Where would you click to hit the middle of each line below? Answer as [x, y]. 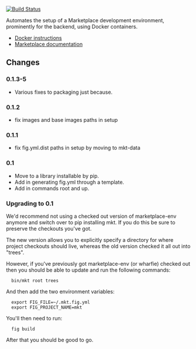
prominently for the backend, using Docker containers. [72, 27]
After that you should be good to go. [50, 340]
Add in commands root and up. [52, 188]
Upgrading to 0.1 [30, 203]
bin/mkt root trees [35, 280]
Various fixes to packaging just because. [63, 92]
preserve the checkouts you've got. [49, 228]
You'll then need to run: [34, 318]
